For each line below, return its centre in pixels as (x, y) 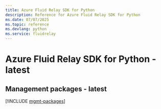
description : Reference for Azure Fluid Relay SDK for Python (73, 15)
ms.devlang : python (26, 29)
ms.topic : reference (27, 24)
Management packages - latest (56, 89)
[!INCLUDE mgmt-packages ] (35, 101)
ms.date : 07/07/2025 (27, 19)
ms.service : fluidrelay (31, 34)
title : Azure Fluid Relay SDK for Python (50, 10)
